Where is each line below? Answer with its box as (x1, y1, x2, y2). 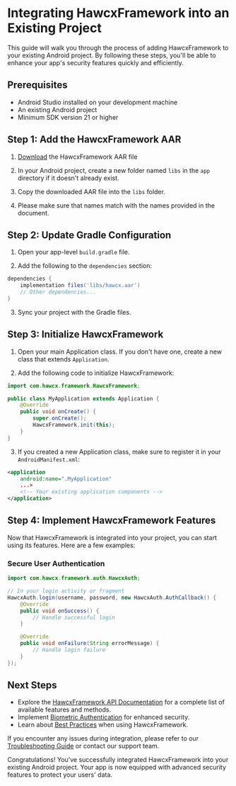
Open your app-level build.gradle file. (17, 248, 130, 257)
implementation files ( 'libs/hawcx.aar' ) (20, 282, 141, 289)
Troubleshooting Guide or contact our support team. (7, 742, 160, 751)
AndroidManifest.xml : (17, 455, 80, 464)
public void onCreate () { (20, 408, 97, 415)
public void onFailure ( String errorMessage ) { (20, 640, 160, 647)
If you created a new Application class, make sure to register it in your (17, 447, 221, 456)
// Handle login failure (33, 646, 106, 653)
